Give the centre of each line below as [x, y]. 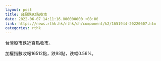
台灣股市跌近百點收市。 [29, 43]
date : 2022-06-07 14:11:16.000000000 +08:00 [52, 19]
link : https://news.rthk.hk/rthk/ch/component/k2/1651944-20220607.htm [80, 24]
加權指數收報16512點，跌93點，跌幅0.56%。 [51, 54]
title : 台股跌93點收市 [26, 14]
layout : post [19, 10]
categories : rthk [23, 28]
